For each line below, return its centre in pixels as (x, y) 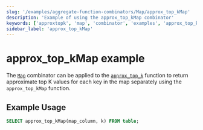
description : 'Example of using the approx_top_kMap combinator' (90, 18)
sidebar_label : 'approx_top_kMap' (50, 29)
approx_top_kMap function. (38, 88)
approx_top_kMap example (76, 59)
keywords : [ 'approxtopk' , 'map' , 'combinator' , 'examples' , (84, 23)
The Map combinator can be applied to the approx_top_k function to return (97, 76)
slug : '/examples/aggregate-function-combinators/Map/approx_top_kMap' (98, 12)
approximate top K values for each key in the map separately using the (94, 82)
